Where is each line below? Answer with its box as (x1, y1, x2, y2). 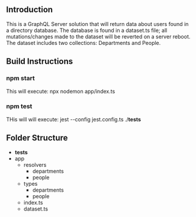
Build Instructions (6, 56, 73, 67)
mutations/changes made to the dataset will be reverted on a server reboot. (6, 33, 191, 40)
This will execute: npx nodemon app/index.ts (6, 88, 115, 95)
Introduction (6, 5, 53, 15)
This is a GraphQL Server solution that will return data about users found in (6, 20, 189, 27)
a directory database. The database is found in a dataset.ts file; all (6, 27, 168, 34)
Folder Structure (6, 133, 68, 143)
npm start (6, 74, 36, 82)
